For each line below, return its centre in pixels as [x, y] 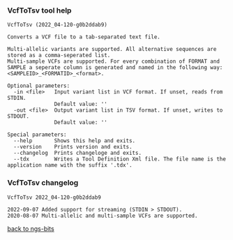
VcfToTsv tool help [39, 10]
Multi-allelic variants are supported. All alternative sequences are [112, 50]
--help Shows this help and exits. [75, 141]
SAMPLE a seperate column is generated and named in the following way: [115, 68]
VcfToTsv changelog [43, 183]
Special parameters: [37, 135]
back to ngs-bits [31, 228]
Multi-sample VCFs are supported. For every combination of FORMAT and [113, 61]
